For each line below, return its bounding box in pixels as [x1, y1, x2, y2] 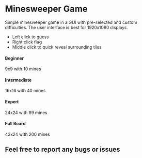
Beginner [5, 55, 24, 61]
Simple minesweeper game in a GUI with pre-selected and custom [5, 19, 137, 25]
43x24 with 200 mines [5, 131, 50, 137]
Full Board [5, 121, 26, 127]
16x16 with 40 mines [5, 88, 46, 94]
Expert [5, 99, 19, 104]
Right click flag [12, 39, 42, 44]
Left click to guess [12, 34, 49, 40]
